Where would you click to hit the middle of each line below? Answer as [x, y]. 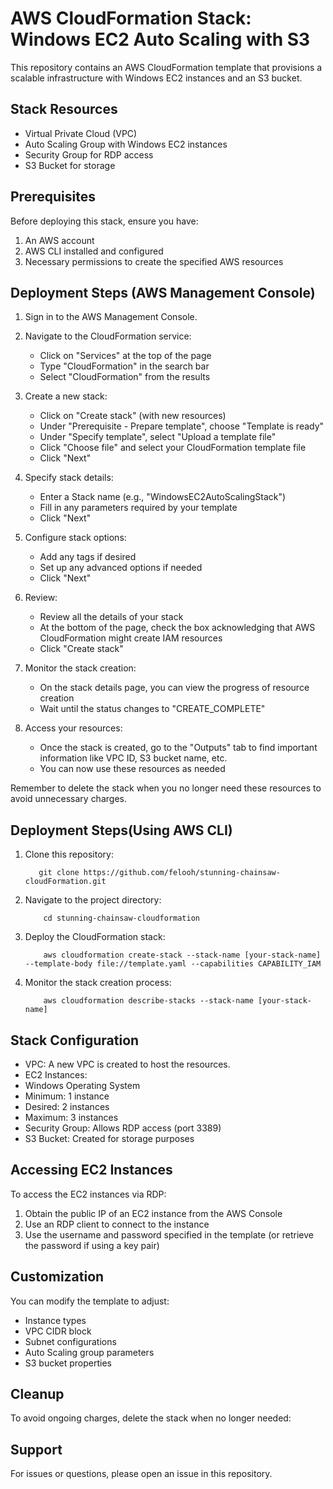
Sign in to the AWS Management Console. [111, 317]
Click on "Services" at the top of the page [125, 356]
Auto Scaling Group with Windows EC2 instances [126, 144]
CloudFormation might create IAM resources [131, 638]
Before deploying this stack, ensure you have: [104, 221]
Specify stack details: [69, 478]
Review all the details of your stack [111, 617]
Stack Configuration [75, 1040]
